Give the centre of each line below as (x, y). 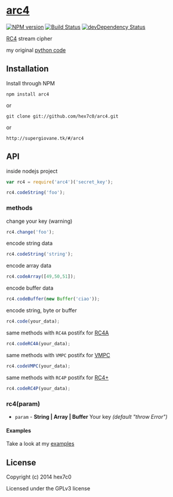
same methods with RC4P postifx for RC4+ (58, 378)
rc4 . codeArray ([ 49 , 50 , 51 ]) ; (41, 277)
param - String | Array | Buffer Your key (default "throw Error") (91, 416)
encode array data (29, 266)
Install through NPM (31, 83)
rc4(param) (23, 404)
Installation (27, 69)
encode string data (30, 243)
